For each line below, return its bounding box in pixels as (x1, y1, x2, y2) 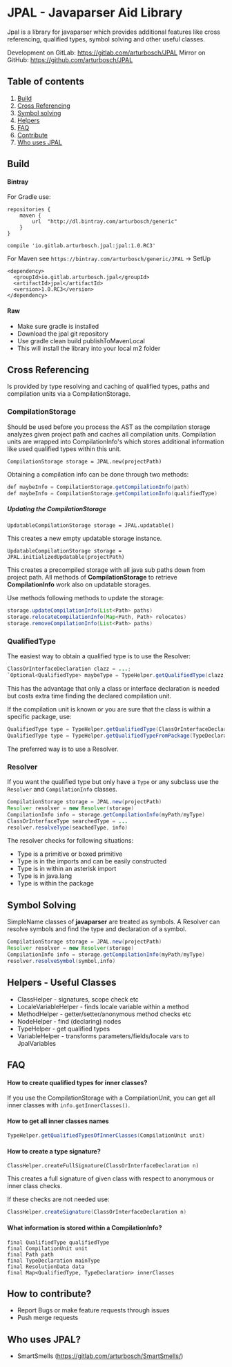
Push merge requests (17, 1314, 79, 1322)
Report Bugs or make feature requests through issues (17, 1306, 170, 1315)
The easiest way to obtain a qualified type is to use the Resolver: (7, 652, 191, 660)
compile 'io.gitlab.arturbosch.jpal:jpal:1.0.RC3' (7, 242, 156, 249)
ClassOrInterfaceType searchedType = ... (7, 817, 128, 825)
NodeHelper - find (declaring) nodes (17, 1017, 122, 1025)
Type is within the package (17, 879, 95, 888)
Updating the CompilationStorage (7, 505, 107, 513)
